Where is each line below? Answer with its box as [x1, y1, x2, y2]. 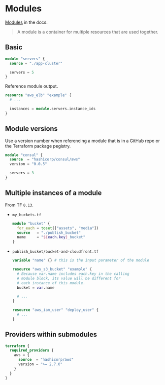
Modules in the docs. [5, 19, 48, 25]
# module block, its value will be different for [17, 276, 121, 281]
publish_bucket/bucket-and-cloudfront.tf [12, 249, 99, 254]
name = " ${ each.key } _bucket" [17, 235, 86, 240]
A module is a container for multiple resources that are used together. [17, 29, 159, 35]
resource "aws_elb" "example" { [5, 93, 71, 98]
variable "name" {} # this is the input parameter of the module [12, 258, 149, 263]
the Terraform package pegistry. [5, 143, 71, 149]
